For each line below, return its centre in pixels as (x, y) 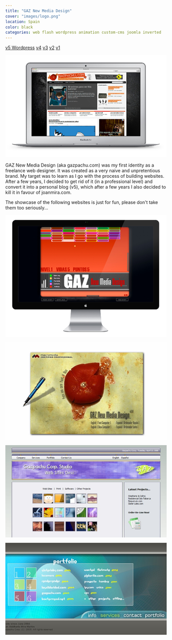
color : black (19, 27)
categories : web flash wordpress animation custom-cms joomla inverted (83, 33)
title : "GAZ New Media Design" (39, 11)
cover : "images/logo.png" (33, 16)
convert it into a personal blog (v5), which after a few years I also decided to (86, 187)
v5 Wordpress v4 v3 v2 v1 (33, 48)
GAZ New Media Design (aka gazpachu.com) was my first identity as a (80, 165)
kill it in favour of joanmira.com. (38, 193)
